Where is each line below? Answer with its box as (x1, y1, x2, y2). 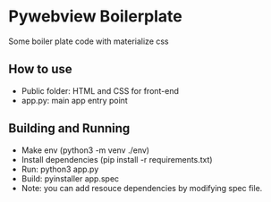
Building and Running (8, 121, 131, 136)
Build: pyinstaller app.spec (21, 173, 120, 184)
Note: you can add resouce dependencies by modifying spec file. (21, 182, 263, 193)
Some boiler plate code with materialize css (8, 36, 169, 46)
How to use (8, 62, 72, 77)
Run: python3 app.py (21, 164, 99, 174)
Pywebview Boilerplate (8, 6, 182, 27)
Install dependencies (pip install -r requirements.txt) (21, 154, 213, 164)
